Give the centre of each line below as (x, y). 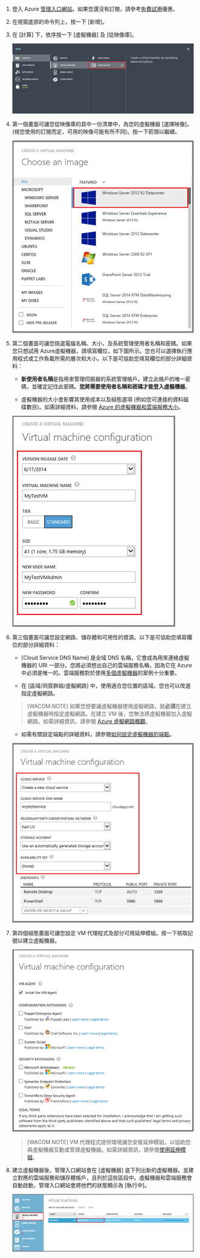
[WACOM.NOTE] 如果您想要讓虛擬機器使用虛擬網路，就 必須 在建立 (109, 706)
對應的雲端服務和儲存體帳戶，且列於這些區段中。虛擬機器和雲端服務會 (105, 1178)
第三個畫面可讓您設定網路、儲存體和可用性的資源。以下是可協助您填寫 (99, 637)
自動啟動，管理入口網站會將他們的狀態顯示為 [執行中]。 (81, 1185)
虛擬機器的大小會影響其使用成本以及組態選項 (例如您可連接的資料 (102, 399)
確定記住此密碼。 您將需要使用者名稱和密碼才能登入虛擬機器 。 (114, 387)
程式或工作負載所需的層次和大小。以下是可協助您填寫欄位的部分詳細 (102, 359)
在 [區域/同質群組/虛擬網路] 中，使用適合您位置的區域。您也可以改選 (106, 686)
